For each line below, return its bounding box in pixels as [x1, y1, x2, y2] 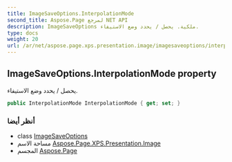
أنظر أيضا [7, 116, 35, 125]
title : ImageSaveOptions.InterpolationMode [7, 10, 135, 17]
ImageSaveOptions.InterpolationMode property [7, 68, 217, 80]
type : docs [7, 29, 39, 37]
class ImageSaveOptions [17, 132, 88, 140]
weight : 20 [7, 36, 39, 43]
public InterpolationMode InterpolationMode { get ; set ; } [7, 100, 181, 107]
